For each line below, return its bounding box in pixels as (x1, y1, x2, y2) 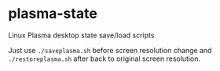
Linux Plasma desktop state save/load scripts (8, 30, 155, 40)
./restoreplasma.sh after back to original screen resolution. (8, 54, 201, 63)
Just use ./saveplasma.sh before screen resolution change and (8, 45, 212, 55)
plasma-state (8, 5, 98, 23)
